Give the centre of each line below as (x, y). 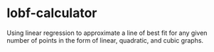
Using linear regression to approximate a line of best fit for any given (107, 33)
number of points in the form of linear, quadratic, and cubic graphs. (105, 40)
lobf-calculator (52, 13)
